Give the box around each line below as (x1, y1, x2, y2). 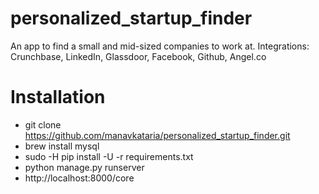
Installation (10, 86, 106, 109)
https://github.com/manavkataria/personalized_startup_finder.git (24, 129, 291, 141)
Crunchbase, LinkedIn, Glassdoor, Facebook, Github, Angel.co (10, 50, 267, 62)
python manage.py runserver (24, 161, 145, 173)
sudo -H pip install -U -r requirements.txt (24, 150, 194, 162)
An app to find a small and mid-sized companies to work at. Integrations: (10, 40, 310, 52)
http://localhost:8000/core (24, 172, 135, 184)
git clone (24, 118, 62, 131)
